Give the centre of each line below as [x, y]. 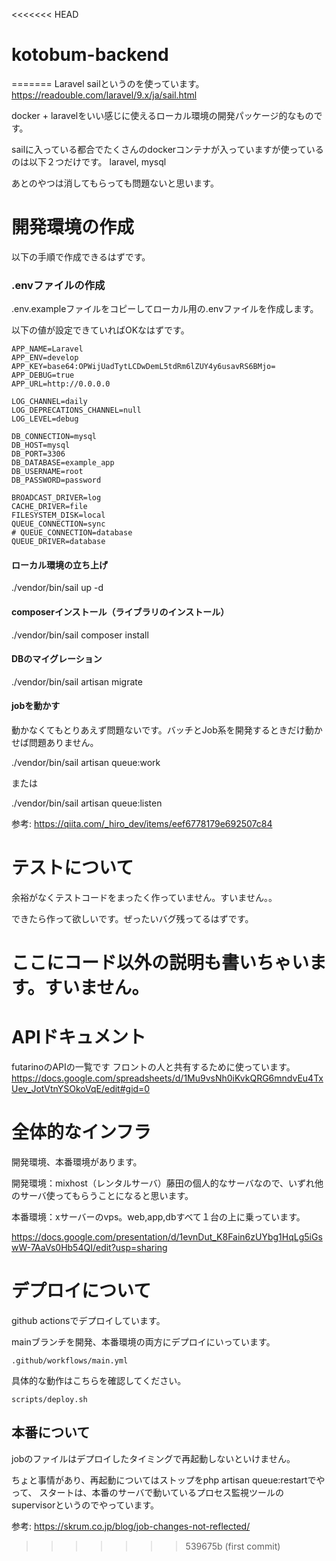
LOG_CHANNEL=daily [49, 402]
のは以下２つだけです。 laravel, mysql [89, 161]
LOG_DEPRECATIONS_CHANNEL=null [76, 410]
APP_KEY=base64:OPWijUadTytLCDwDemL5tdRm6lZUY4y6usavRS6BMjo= [143, 367]
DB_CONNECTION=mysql [54, 437]
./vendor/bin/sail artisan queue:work [86, 762]
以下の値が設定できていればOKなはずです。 [100, 330]
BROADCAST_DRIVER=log [56, 498]
